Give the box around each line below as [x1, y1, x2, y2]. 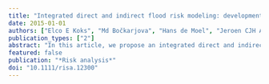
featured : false [8, 49, 62, 57]
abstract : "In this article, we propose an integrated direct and [8, 42, 235, 50]
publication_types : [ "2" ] [8, 34, 94, 42]
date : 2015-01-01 [8, 19, 66, 27]
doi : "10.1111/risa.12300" [8, 64, 98, 72]
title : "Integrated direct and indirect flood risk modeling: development [8, 11, 263, 20]
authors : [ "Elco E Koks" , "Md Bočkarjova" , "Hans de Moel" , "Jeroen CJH [8, 26, 256, 34]
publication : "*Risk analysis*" [8, 57, 116, 65]
